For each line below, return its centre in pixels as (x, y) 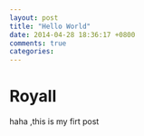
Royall (33, 97)
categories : (32, 52)
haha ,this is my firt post (54, 121)
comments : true (38, 43)
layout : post (34, 18)
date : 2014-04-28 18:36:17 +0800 (72, 34)
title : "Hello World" (50, 26)
